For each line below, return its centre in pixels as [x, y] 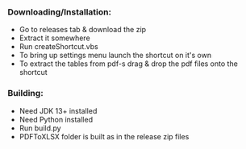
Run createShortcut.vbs [58, 47]
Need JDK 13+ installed [58, 110]
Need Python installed [56, 119]
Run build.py [40, 128]
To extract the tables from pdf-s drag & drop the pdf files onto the [129, 64]
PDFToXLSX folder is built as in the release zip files [104, 136]
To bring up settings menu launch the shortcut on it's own [115, 56]
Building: [25, 93]
